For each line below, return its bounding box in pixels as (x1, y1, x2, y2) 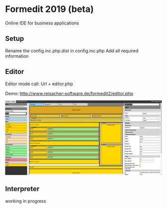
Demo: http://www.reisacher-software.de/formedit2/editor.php (5, 90, 133, 96)
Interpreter (5, 185, 40, 193)
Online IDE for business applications (5, 20, 80, 26)
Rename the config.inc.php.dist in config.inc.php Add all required (5, 47, 139, 53)
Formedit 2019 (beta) (5, 3, 94, 15)
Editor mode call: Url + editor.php (5, 81, 73, 87)
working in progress (5, 198, 46, 204)
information (5, 53, 29, 59)
